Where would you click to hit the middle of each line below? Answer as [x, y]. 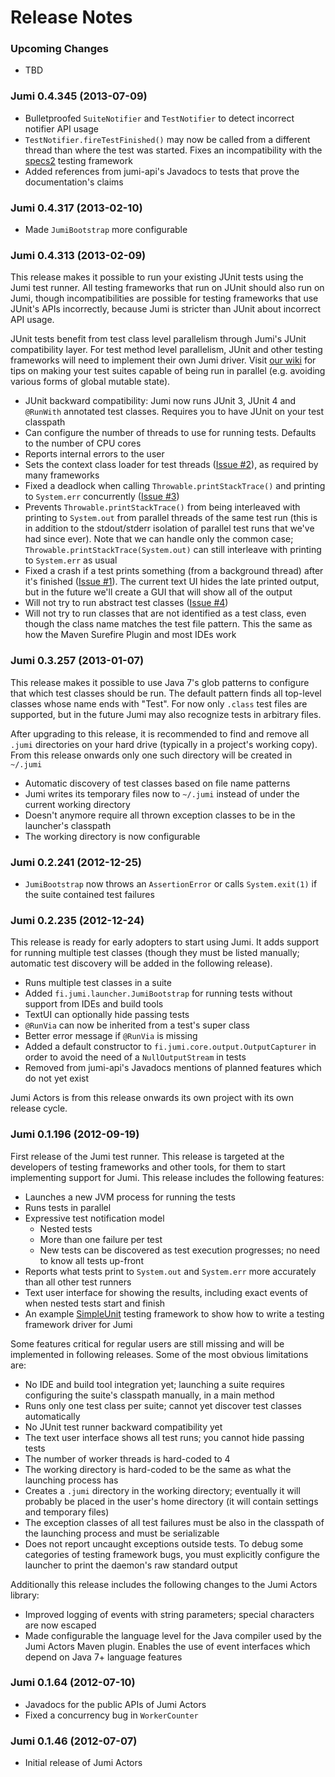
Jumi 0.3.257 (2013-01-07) [77, 661]
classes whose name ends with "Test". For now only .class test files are [159, 703]
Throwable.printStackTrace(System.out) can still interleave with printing [173, 550]
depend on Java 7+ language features [103, 1657]
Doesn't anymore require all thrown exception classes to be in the [160, 815]
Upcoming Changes [59, 49]
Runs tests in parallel [68, 1207]
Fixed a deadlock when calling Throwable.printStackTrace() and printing [175, 486]
